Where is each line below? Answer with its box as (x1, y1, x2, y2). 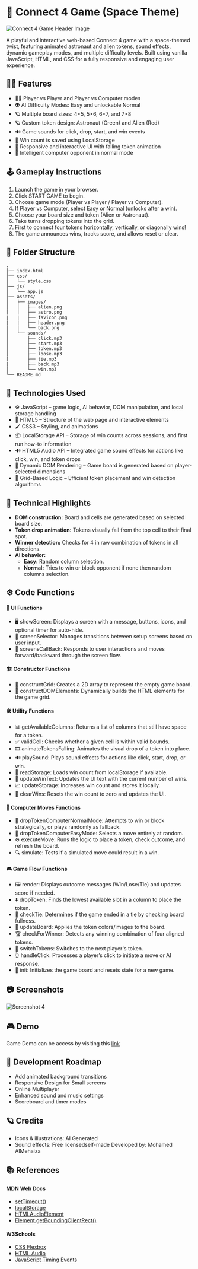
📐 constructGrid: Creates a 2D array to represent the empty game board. (14, 680, 193, 688)
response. (14, 961, 40, 968)
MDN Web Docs (6, 1185, 46, 1192)
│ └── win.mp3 (6, 367, 58, 373)
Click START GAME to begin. (14, 192, 85, 199)
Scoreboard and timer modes (14, 1098, 87, 1105)
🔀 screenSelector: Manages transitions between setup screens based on (14, 632, 193, 640)
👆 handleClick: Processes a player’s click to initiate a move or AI (14, 952, 172, 959)
